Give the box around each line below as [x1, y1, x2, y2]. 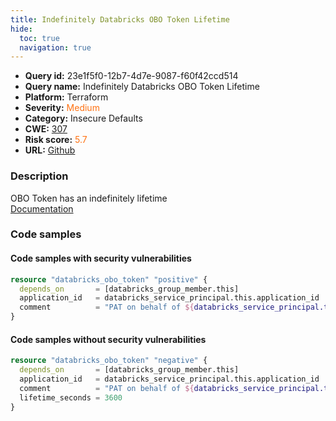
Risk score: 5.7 [24, 134, 88, 146]
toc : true [19, 33, 60, 43]
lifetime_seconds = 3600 [19, 392, 123, 403]
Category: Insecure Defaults [24, 112, 143, 125]
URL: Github [24, 144, 76, 156]
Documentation [10, 202, 74, 215]
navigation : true [19, 42, 92, 53]
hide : [10, 24, 33, 34]
